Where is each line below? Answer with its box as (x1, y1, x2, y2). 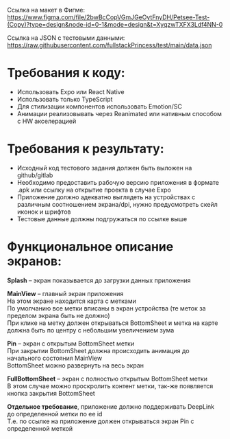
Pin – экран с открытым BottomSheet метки (7, 339, 135, 348)
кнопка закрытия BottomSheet (7, 389, 96, 397)
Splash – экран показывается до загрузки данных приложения (7, 276, 191, 284)
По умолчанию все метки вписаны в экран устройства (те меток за (7, 304, 207, 312)
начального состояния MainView (7, 354, 103, 362)
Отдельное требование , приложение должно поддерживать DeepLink (7, 402, 215, 411)
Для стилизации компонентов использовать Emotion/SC (16, 102, 183, 111)
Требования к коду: (7, 65, 125, 81)
